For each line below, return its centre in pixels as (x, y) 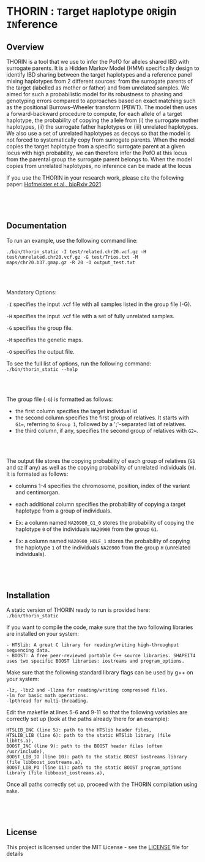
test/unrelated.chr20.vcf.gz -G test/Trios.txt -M (72, 257)
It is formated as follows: (37, 474)
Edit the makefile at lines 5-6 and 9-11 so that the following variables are (97, 712)
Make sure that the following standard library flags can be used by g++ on (100, 673)
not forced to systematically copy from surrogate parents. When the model (100, 140)
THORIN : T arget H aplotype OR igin (91, 11)
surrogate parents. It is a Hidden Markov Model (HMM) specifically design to (103, 68)
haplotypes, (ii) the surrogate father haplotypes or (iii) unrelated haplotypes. (102, 127)
